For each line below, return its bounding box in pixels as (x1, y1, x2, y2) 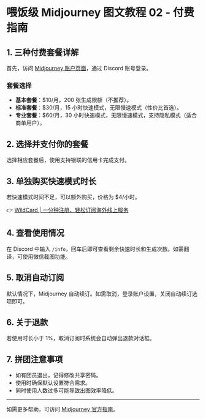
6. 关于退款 (6, 317, 48, 327)
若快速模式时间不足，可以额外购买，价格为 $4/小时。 (6, 193, 141, 201)
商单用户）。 (15, 119, 45, 127)
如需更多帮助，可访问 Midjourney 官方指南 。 (6, 406, 119, 413)
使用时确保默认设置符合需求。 (15, 379, 91, 387)
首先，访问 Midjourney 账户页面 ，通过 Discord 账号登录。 (6, 65, 152, 72)
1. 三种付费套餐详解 (6, 47, 79, 57)
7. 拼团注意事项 (6, 354, 63, 365)
